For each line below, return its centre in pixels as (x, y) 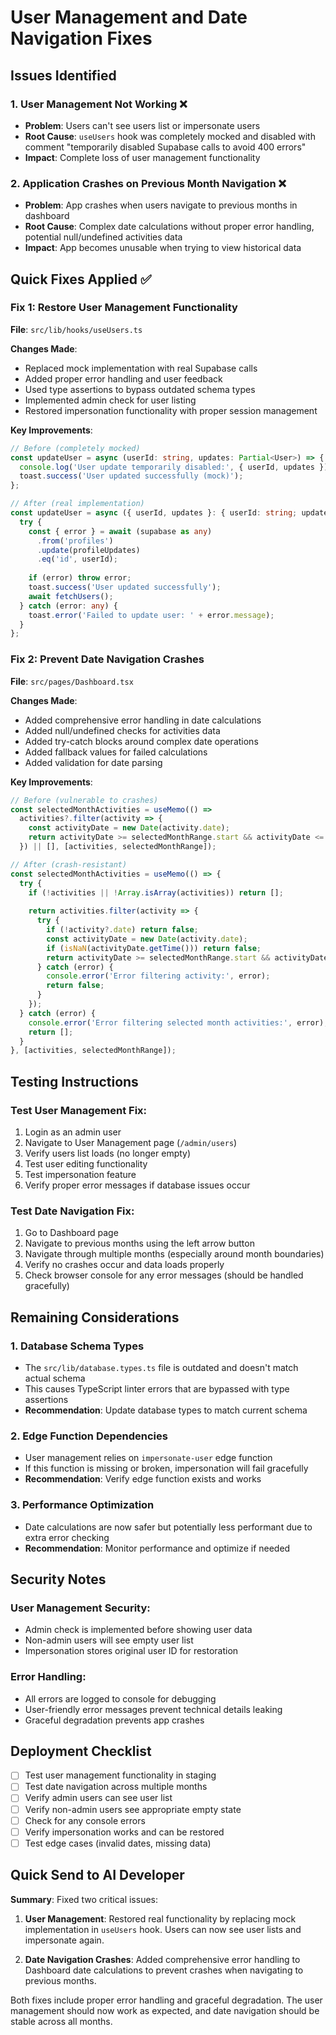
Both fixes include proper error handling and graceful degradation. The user (166, 2000)
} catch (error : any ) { (68, 606)
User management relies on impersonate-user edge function (148, 1458)
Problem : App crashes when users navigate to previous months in (161, 205)
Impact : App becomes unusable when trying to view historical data (163, 248)
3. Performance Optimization (82, 1505)
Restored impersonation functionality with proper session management (171, 410)
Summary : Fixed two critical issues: (84, 1899)
